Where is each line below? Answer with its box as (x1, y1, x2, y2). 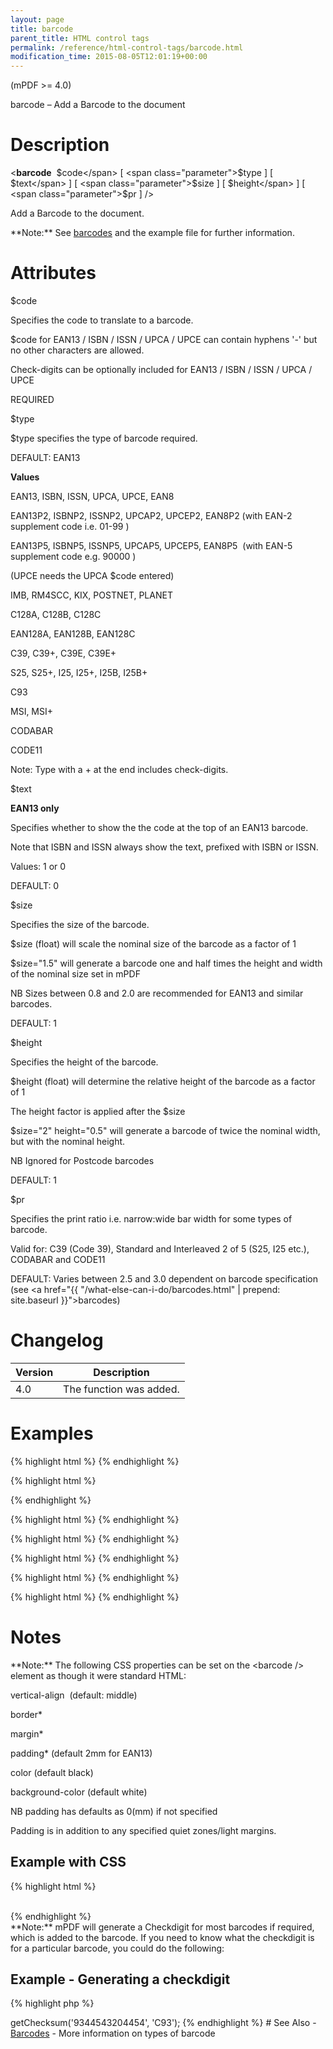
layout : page (10, 14, 65, 25)
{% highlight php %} (10, 1997, 95, 2010)
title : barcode (10, 24, 74, 34)
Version (15, 1365, 54, 1379)
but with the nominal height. (10, 1136, 126, 1147)
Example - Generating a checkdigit (10, 1971, 231, 1988)
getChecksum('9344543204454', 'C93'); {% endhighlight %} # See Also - (10, 2017, 317, 2029)
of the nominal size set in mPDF (10, 968, 141, 980)
